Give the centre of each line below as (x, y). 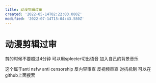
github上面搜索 (20, 75)
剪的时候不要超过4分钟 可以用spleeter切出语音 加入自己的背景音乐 (72, 59)
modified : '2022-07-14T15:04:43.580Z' (45, 19)
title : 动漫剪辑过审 (24, 10)
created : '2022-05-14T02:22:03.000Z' (44, 14)
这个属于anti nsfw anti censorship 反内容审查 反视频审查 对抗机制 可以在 (78, 69)
